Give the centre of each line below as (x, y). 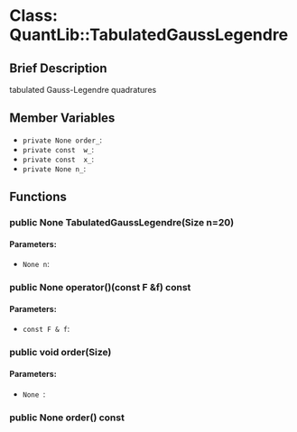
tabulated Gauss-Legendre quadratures (83, 90)
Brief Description (58, 68)
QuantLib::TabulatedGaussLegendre (149, 35)
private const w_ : (58, 149)
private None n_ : (54, 169)
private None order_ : (62, 140)
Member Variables (62, 118)
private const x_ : (58, 159)
